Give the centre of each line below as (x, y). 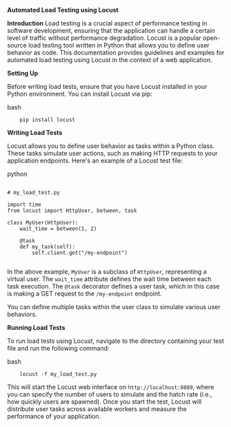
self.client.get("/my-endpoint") (80, 253)
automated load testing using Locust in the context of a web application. (110, 60)
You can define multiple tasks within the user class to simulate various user (114, 307)
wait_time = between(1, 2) (58, 229)
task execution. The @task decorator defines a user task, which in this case (113, 286)
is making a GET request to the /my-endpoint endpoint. (84, 293)
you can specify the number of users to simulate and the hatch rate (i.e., (110, 394)
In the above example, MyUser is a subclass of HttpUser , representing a (107, 272)
